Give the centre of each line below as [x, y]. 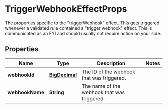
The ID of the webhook [109, 72]
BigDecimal [63, 75]
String [57, 92]
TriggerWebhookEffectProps [66, 9]
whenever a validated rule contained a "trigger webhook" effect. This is [79, 28]
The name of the [101, 86]
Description [111, 63]
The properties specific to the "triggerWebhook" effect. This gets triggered [82, 23]
